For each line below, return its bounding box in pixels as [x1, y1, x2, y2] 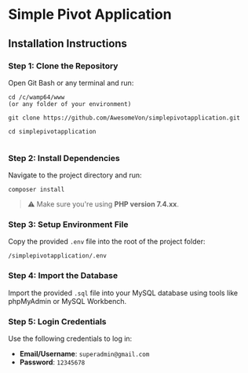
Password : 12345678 [19, 357, 86, 367]
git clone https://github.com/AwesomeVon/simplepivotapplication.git [8, 114, 241, 122]
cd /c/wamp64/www [8, 93, 65, 101]
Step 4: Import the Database [8, 270, 119, 281]
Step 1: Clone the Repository [8, 60, 119, 71]
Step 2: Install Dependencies [8, 152, 120, 163]
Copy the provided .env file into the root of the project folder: [8, 237, 206, 247]
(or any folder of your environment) [8, 100, 132, 108]
